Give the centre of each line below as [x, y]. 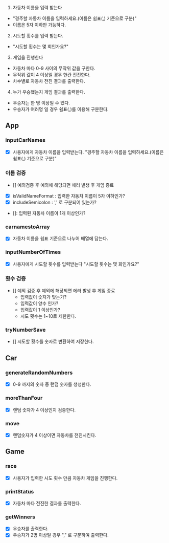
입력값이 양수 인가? [39, 303]
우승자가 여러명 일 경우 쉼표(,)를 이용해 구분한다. [61, 109]
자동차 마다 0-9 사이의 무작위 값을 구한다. [54, 68]
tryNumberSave [26, 330]
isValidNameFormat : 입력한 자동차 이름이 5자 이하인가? [69, 196]
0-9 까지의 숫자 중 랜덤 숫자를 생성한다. [52, 384]
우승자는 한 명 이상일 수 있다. [41, 103]
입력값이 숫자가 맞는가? [43, 297]
